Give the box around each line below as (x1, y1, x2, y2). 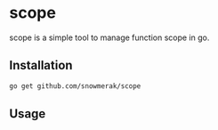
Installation (9, 58, 73, 73)
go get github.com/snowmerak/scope (9, 81, 141, 91)
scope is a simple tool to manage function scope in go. (9, 32, 210, 43)
